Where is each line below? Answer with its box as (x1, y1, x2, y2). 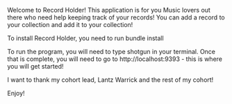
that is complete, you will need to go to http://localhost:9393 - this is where (7, 55, 223, 63)
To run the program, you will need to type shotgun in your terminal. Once (7, 48, 216, 55)
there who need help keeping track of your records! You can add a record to (7, 13, 225, 21)
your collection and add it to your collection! (7, 21, 133, 28)
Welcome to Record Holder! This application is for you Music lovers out (7, 6, 210, 14)
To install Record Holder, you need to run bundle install (7, 34, 165, 42)
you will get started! (7, 62, 64, 70)
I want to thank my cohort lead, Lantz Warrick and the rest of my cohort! (7, 76, 214, 84)
